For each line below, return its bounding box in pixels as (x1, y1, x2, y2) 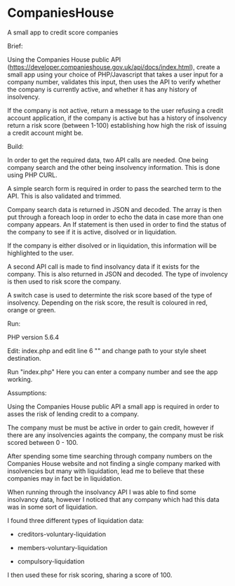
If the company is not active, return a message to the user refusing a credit (7, 106, 224, 114)
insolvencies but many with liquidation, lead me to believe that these (7, 467, 205, 475)
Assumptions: (7, 388, 47, 397)
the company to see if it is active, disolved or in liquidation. (7, 227, 177, 236)
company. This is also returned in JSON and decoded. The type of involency (7, 269, 228, 278)
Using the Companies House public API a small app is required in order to (7, 402, 220, 411)
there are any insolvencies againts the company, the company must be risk (7, 430, 224, 439)
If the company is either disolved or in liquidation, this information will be (7, 241, 217, 250)
